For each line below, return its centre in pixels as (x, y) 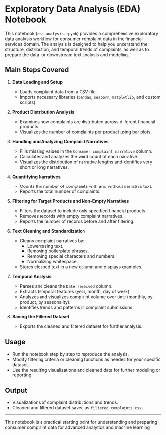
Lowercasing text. (45, 246)
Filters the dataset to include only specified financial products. (83, 211)
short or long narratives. (44, 167)
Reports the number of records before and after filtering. (77, 221)
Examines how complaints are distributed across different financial (87, 121)
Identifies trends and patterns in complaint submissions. (77, 307)
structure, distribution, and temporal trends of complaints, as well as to (77, 49)
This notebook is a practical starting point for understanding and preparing (81, 422)
